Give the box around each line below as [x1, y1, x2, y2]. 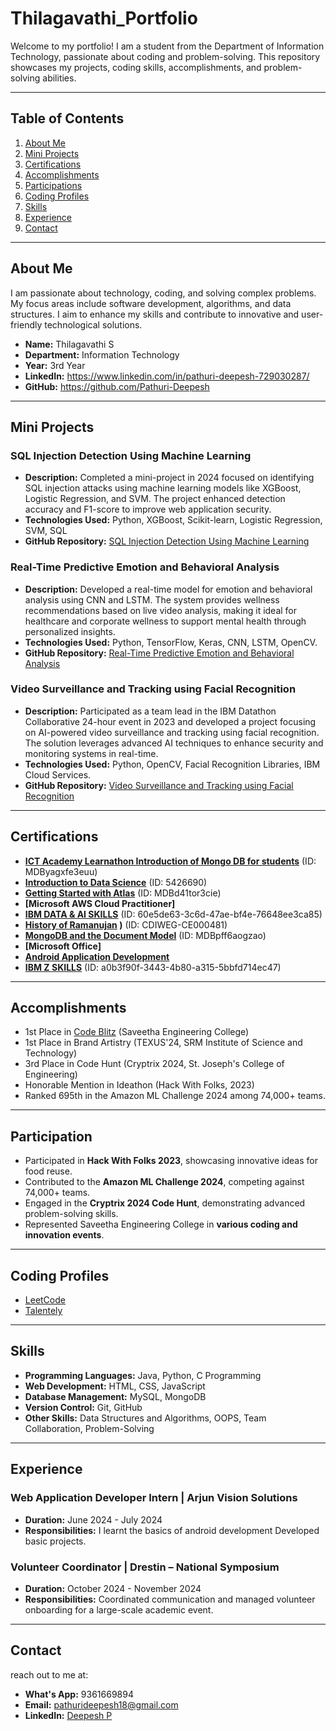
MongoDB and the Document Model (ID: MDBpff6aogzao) [24, 929, 267, 941]
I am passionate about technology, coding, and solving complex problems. [10, 287, 317, 299]
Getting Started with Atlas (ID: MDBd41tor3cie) [24, 887, 222, 899]
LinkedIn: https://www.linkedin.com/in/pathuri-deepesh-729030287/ [24, 370, 310, 382]
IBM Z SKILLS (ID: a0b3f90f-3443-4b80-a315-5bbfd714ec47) [24, 961, 282, 973]
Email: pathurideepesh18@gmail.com [24, 1698, 179, 1711]
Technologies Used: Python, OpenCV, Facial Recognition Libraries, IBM [24, 758, 321, 770]
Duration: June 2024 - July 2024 [24, 1513, 163, 1526]
